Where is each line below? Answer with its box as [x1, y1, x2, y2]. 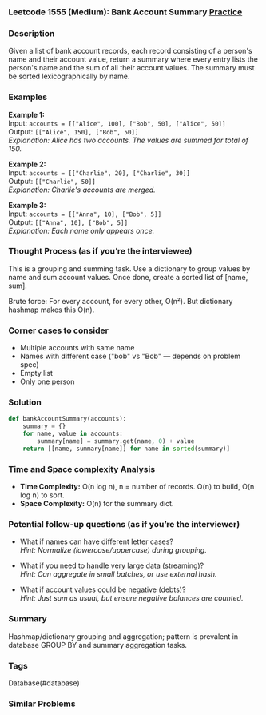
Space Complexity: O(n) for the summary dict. [19, 499, 174, 509]
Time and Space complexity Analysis [8, 463, 156, 474]
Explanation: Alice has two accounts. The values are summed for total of [8, 135, 249, 145]
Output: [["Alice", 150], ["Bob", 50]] [8, 126, 139, 136]
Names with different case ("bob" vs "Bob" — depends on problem [19, 351, 241, 361]
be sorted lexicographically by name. [8, 71, 130, 82]
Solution [8, 397, 42, 408]
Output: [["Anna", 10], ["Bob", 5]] [8, 217, 129, 226]
